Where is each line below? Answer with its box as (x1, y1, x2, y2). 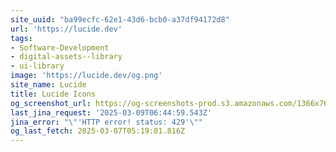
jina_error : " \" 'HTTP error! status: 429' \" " (10, 117, 203, 127)
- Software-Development (10, 42, 110, 53)
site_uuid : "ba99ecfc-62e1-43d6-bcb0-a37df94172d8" (10, 14, 230, 25)
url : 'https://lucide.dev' (10, 24, 123, 34)
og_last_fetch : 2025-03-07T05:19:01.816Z (10, 126, 186, 136)
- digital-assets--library (10, 52, 123, 62)
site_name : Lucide (10, 80, 87, 90)
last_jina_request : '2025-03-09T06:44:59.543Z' (10, 107, 213, 118)
